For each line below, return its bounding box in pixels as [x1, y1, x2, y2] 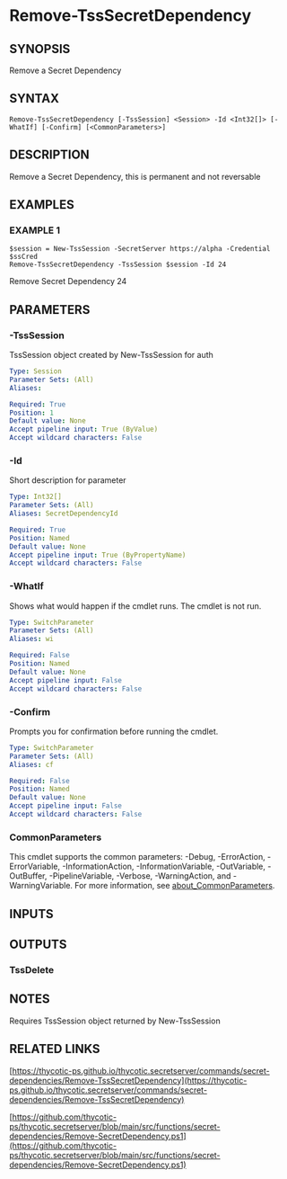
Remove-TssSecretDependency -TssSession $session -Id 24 [9, 260, 227, 270]
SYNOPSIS [9, 41, 71, 57]
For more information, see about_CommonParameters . [74, 880, 275, 891]
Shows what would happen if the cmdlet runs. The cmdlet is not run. [9, 600, 262, 612]
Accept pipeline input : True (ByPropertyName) [9, 550, 187, 559]
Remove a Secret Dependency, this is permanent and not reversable [9, 171, 261, 182]
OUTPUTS [9, 936, 67, 951]
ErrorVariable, [9, 861, 61, 872]
